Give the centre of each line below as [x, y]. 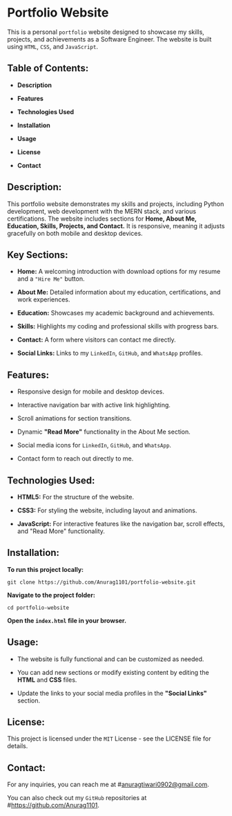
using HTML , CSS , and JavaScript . [53, 46]
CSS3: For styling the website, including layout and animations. [107, 510]
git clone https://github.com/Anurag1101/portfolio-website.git [101, 582]
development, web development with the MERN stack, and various [102, 211]
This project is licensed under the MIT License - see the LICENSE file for [109, 739]
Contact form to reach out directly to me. [75, 458]
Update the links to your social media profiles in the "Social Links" [112, 693]
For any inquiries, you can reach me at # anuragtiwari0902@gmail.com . [108, 785]
